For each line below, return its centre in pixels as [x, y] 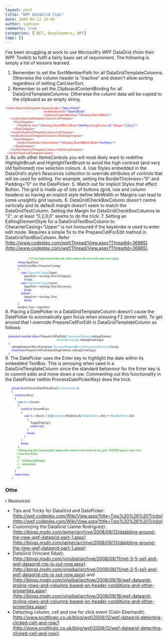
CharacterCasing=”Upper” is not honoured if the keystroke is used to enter [82, 227]
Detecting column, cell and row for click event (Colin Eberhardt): [79, 612]
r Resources [18, 501]
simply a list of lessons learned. [38, 63]
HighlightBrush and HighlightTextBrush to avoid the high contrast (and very [83, 163]
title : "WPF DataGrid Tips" [35, 15]
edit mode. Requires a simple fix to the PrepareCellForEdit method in [76, 232]
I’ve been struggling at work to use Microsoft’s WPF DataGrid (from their [80, 52]
